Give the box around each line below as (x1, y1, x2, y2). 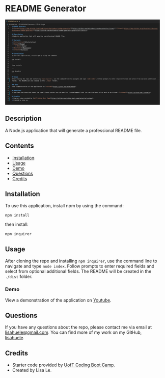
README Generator (5, 3, 86, 14)
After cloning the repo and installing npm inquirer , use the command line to (5, 258, 157, 264)
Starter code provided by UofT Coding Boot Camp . (12, 362, 115, 368)
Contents (5, 142, 34, 150)
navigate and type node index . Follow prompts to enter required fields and (5, 263, 155, 269)
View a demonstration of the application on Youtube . (5, 297, 111, 303)
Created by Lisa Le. (12, 367, 52, 373)
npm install (5, 213, 29, 218)
